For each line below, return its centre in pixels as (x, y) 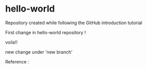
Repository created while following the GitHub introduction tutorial (74, 23)
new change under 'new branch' (39, 52)
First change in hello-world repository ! (46, 32)
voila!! (11, 42)
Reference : (17, 61)
